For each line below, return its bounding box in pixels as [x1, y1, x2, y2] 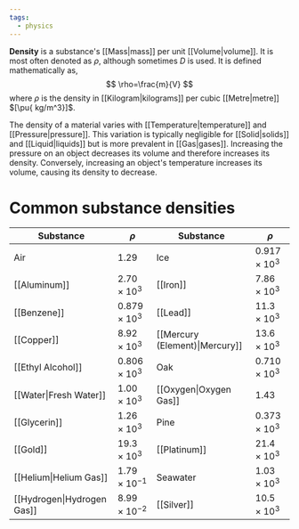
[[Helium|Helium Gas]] [13, 471, 109, 484]
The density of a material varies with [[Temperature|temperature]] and [9, 119, 267, 130]
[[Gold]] [13, 444, 48, 456]
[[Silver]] [156, 499, 194, 511]
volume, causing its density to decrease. [9, 167, 158, 177]
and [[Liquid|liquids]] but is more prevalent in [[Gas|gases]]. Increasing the [9, 138, 283, 149]
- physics [17, 21, 53, 30]
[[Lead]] [156, 306, 191, 319]
